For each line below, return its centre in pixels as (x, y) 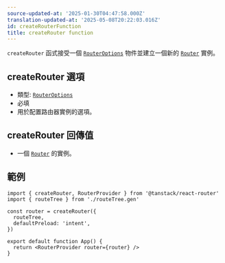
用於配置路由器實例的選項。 (56, 112)
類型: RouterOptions (45, 95)
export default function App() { (55, 241)
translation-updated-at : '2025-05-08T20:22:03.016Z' (84, 20)
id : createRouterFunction (44, 26)
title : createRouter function (50, 33)
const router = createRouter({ (52, 211)
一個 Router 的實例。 (46, 153)
